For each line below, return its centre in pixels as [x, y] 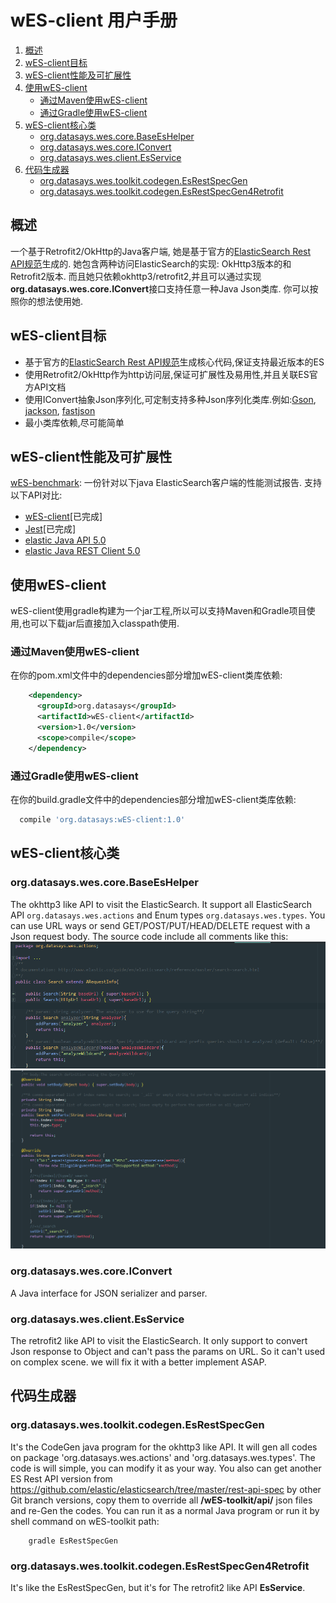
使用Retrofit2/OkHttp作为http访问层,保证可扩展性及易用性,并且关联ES [167, 374]
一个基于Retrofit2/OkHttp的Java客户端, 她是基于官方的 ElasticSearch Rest [161, 251]
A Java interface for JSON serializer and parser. [109, 1293]
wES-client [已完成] [63, 517]
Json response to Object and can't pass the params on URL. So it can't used [168, 1352]
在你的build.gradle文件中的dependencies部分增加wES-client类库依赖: [153, 800]
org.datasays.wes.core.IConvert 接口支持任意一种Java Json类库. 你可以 [160, 288]
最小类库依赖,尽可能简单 [74, 422]
